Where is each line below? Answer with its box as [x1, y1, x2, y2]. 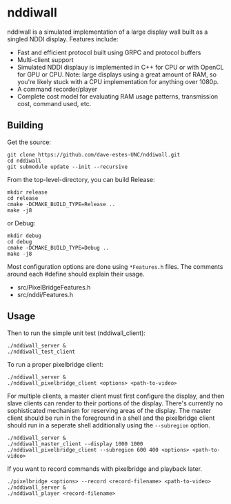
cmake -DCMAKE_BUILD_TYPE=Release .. [7, 201, 116, 208]
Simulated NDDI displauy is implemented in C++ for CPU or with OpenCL [17, 63, 224, 71]
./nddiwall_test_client [7, 348, 76, 355]
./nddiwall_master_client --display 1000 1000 [7, 440, 143, 447]
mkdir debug [7, 232, 41, 239]
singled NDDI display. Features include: [7, 34, 119, 43]
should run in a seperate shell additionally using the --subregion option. [7, 421, 210, 429]
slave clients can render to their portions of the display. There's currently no [7, 399, 223, 407]
